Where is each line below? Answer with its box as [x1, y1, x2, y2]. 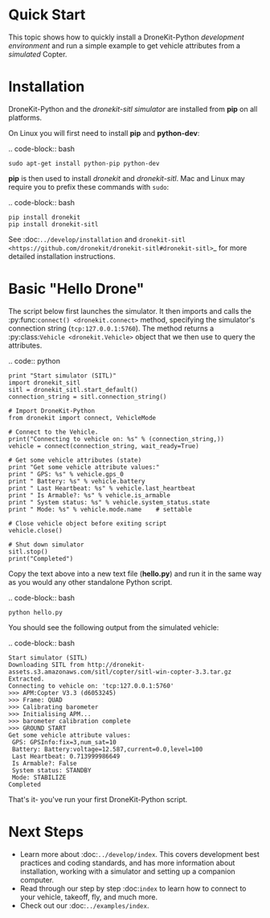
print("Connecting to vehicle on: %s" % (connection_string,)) [8, 434, 225, 443]
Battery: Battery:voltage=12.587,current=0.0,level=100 [11, 745, 203, 753]
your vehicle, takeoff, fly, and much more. [19, 891, 158, 902]
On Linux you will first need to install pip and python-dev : [8, 128, 200, 138]
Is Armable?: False [11, 759, 78, 768]
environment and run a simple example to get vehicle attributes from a [8, 40, 241, 50]
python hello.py [8, 608, 63, 616]
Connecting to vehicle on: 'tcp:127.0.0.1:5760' [8, 681, 174, 690]
